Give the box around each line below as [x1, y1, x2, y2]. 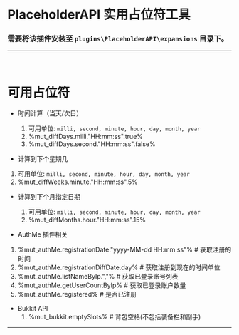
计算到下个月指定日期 [17, 192, 80, 201]
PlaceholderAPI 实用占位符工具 [7, 6, 191, 23]
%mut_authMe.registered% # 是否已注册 [17, 290, 137, 299]
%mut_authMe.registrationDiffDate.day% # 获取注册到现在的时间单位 [17, 263, 221, 272]
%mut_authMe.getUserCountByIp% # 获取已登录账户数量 [17, 281, 186, 289]
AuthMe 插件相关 [17, 230, 68, 239]
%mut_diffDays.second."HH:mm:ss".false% [28, 140, 156, 148]
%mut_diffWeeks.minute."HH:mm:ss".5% [17, 177, 139, 186]
